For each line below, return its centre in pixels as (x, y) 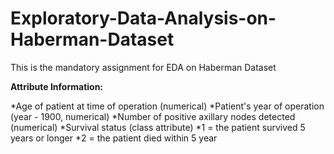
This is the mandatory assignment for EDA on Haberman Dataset (143, 67)
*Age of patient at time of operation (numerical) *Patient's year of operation (167, 106)
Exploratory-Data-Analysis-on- (143, 18)
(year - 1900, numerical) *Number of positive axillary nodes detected (153, 116)
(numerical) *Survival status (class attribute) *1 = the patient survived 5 (158, 127)
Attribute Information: (57, 86)
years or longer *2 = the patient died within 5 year (114, 138)
